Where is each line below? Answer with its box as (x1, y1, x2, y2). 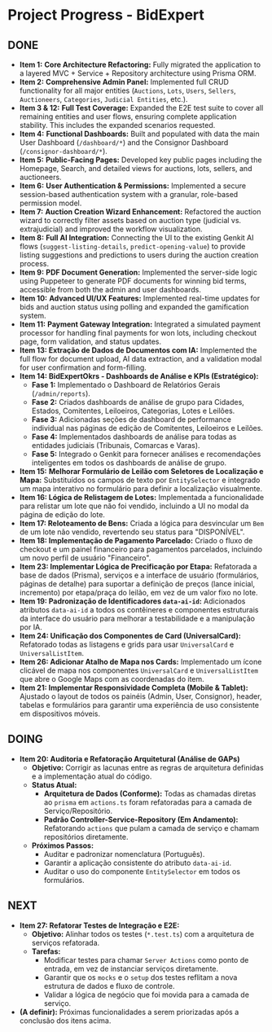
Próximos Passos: (31, 841, 94, 850)
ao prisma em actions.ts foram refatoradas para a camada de (43, 797, 252, 807)
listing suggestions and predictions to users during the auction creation (19, 250, 259, 260)
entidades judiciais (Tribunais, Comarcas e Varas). (31, 441, 200, 450)
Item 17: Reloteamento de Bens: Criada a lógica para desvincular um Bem (19, 519, 265, 528)
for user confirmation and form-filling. (19, 362, 147, 372)
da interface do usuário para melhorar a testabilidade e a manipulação (19, 613, 256, 623)
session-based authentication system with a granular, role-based (19, 190, 239, 199)
